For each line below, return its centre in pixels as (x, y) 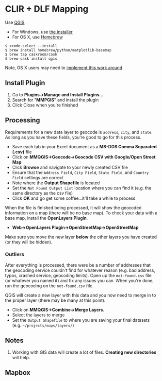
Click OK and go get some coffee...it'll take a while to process (74, 198)
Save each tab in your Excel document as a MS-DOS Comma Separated (84, 146)
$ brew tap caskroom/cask (31, 54)
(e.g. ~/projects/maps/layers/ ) (43, 325)
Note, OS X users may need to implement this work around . (64, 68)
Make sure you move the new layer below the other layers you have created (81, 237)
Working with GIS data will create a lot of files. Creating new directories (84, 352)
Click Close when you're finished (45, 105)
